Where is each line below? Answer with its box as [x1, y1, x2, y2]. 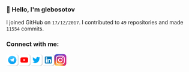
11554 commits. [6, 25, 44, 32]
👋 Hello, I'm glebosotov [6, 5, 75, 14]
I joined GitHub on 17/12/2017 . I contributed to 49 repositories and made [6, 19, 184, 26]
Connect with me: [6, 40, 59, 48]
